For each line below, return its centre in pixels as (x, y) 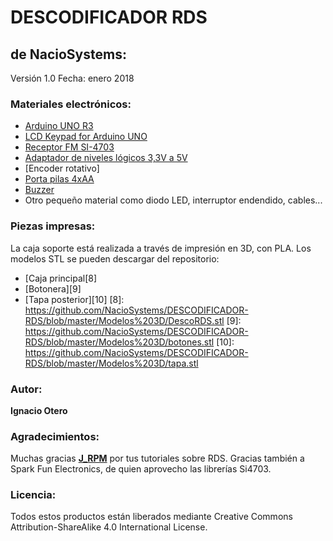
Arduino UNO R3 (59, 126)
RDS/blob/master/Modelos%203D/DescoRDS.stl (124, 320)
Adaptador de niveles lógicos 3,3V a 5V (106, 158)
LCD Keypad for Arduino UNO (86, 137)
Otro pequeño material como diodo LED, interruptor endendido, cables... (173, 200)
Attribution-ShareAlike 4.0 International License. (109, 527)
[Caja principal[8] (61, 278)
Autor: (26, 389)
